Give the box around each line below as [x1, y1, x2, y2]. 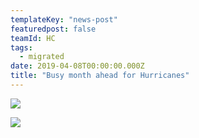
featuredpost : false [10, 24, 97, 34]
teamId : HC [10, 33, 56, 43]
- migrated [19, 52, 65, 62]
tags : [10, 42, 33, 53]
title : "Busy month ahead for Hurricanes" [10, 71, 190, 81]
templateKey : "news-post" [10, 14, 118, 25]
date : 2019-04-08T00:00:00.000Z [10, 61, 145, 71]
